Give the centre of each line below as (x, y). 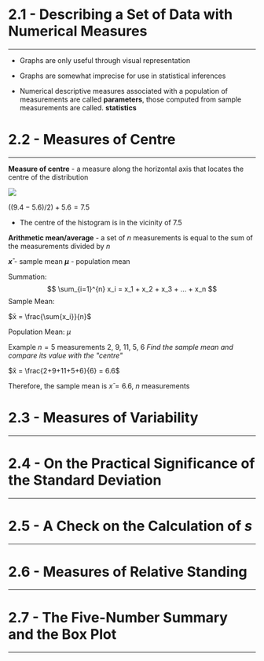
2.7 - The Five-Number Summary (118, 617)
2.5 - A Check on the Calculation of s (130, 526)
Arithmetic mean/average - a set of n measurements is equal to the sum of (130, 237)
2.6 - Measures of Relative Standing (128, 572)
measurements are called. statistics (78, 107)
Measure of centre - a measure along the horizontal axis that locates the (126, 169)
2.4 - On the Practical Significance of (132, 463)
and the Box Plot (62, 634)
